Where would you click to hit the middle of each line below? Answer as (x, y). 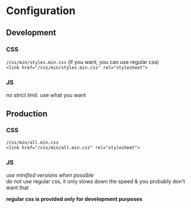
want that (18, 188)
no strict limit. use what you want (46, 95)
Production (27, 114)
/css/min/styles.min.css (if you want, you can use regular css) (83, 62)
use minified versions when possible (50, 175)
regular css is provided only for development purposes (74, 199)
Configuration (41, 11)
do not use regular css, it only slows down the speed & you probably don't (96, 182)
